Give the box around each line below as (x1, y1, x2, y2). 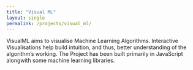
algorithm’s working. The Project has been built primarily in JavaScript (6, 50, 183, 58)
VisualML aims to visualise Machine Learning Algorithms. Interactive (6, 37, 179, 45)
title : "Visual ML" (6, 9, 56, 15)
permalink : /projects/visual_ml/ (6, 20, 92, 26)
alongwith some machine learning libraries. (6, 56, 115, 64)
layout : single (6, 15, 45, 21)
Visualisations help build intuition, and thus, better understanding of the (6, 44, 187, 51)
